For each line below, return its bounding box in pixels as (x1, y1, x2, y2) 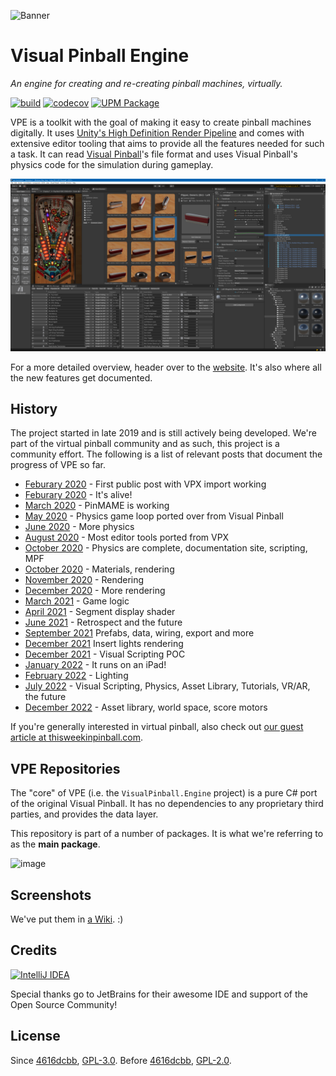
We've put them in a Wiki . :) (10, 913, 124, 925)
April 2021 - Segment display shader (24, 606, 176, 618)
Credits (10, 942, 58, 959)
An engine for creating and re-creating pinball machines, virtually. (10, 77, 283, 89)
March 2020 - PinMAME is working (24, 500, 170, 512)
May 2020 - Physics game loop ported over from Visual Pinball (24, 510, 284, 522)
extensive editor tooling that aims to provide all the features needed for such (10, 137, 325, 149)
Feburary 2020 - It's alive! (24, 489, 133, 501)
